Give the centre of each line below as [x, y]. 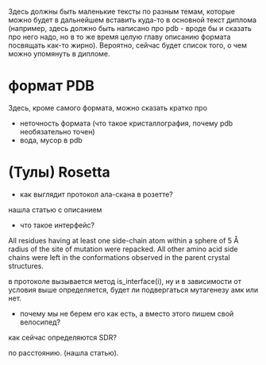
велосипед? [40, 322]
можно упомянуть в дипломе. [59, 54]
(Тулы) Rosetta [60, 172]
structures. [26, 266]
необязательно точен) [57, 131]
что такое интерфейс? [57, 225]
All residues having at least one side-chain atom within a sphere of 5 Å [123, 240]
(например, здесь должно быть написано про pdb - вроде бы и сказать [130, 28]
